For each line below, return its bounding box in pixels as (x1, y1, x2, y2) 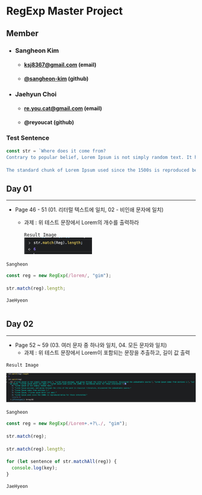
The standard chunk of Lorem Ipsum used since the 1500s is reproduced (6, 167, 189, 173)
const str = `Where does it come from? (6, 148, 106, 154)
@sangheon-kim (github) (23, 75, 89, 82)
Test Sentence (6, 134, 50, 142)
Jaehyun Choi (14, 90, 57, 98)
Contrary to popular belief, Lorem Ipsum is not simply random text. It (6, 154, 192, 160)
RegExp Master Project (6, 4, 123, 18)
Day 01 (6, 184, 32, 194)
